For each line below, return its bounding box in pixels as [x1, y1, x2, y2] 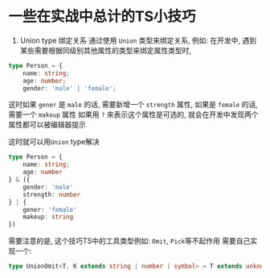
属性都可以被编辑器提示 [8, 120, 86, 130]
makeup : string [22, 213, 74, 222]
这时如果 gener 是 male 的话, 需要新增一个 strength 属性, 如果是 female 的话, [8, 100, 259, 110]
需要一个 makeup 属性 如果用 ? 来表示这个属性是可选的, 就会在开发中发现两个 [8, 110, 259, 119]
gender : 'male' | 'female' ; [22, 84, 117, 93]
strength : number [22, 190, 81, 198]
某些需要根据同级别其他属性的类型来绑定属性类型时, [19, 45, 191, 55]
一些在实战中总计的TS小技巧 [8, 7, 196, 26]
